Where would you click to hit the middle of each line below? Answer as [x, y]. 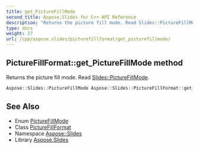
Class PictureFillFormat [43, 127]
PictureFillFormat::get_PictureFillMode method [95, 63]
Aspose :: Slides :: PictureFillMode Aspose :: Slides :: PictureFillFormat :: [95, 88]
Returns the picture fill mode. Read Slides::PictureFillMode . [78, 77]
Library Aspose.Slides [41, 140]
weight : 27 [20, 34]
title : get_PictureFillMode [41, 12]
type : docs [20, 28]
